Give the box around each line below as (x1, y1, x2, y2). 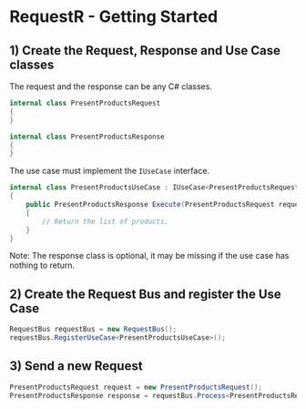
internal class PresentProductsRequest (9, 98, 161, 107)
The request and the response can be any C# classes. (9, 81, 212, 92)
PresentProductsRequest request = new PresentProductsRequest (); (9, 383, 262, 392)
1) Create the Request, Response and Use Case (9, 43, 280, 58)
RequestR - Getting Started (9, 6, 219, 27)
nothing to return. (9, 260, 76, 271)
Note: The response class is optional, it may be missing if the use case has (9, 251, 290, 261)
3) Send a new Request (9, 358, 143, 374)
